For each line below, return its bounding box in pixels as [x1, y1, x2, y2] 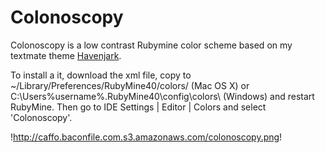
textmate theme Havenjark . [10, 49, 122, 61]
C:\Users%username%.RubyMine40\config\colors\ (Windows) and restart [10, 90, 315, 102]
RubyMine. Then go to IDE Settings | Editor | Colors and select [10, 101, 267, 113]
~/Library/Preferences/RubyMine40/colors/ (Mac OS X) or [10, 79, 250, 91]
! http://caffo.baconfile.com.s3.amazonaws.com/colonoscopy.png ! [10, 131, 283, 143]
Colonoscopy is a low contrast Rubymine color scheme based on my [10, 39, 293, 51]
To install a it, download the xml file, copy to [10, 69, 192, 81]
